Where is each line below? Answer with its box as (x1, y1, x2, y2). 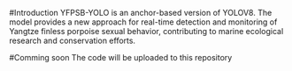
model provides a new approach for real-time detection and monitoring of (9, 17, 278, 27)
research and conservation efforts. (9, 35, 135, 46)
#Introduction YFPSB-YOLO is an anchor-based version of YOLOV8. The (9, 8, 273, 18)
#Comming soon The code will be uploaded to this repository (9, 53, 233, 62)
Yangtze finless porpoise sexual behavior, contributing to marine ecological (9, 26, 284, 36)
